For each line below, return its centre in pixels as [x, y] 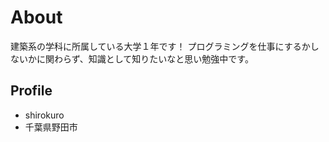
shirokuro [44, 115]
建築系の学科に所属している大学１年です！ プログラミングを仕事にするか [160, 46]
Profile [31, 91]
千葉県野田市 [51, 127]
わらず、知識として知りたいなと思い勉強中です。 [153, 58]
